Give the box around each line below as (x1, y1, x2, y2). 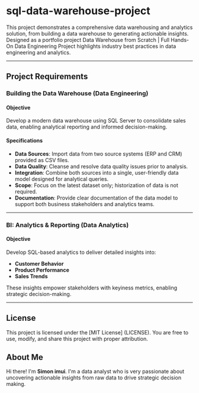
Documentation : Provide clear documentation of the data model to (14, 194, 178, 201)
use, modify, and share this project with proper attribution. (6, 335, 148, 342)
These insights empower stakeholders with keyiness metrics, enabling (6, 284, 178, 291)
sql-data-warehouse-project (6, 4, 151, 18)
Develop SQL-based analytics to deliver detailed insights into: (6, 249, 156, 256)
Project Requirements (6, 72, 88, 82)
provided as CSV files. (14, 156, 69, 163)
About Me (6, 352, 43, 362)
